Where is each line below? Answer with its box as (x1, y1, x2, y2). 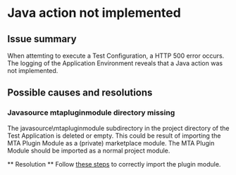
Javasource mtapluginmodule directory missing (7, 108, 175, 117)
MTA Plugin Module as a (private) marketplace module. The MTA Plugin (7, 138, 215, 147)
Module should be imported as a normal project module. (7, 146, 170, 155)
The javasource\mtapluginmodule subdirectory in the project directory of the (7, 124, 230, 132)
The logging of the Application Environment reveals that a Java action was (7, 59, 223, 67)
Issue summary (7, 33, 77, 45)
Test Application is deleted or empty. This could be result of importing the (7, 131, 221, 140)
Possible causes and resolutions (7, 86, 153, 99)
